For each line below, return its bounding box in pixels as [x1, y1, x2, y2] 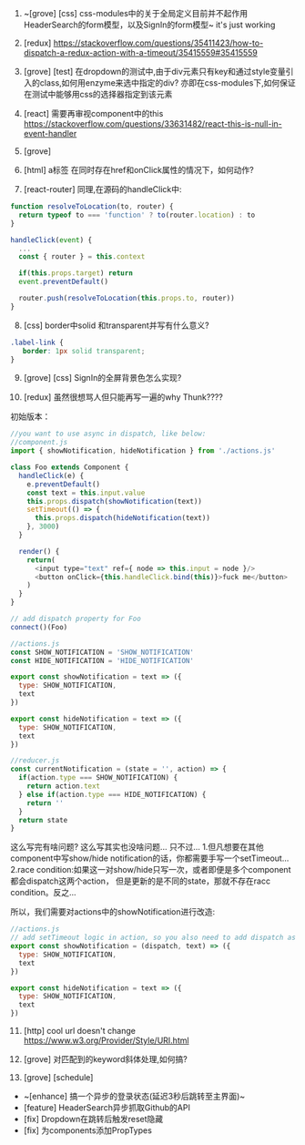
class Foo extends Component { [10, 463, 129, 472]
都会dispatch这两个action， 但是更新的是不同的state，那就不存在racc [10, 875, 271, 886]
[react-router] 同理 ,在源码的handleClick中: [23, 184, 182, 194]
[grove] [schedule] [23, 1072, 94, 1082]
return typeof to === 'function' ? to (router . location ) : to [18, 210, 256, 220]
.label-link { [10, 338, 65, 347]
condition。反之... [10, 887, 76, 898]
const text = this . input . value [26, 488, 146, 497]
